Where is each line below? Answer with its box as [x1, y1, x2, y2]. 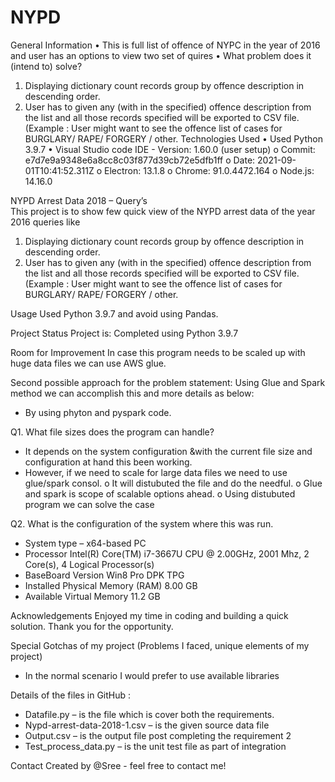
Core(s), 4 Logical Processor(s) [24, 558, 155, 570]
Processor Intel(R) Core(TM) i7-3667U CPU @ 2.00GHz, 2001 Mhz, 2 [24, 547, 310, 560]
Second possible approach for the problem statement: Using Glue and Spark [10, 376, 326, 388]
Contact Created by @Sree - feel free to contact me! [10, 759, 227, 771]
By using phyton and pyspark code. [24, 406, 172, 418]
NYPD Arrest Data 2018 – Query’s [10, 194, 148, 206]
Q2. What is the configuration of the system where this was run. [10, 517, 274, 530]
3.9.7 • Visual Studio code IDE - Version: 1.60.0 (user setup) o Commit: [24, 143, 316, 155]
